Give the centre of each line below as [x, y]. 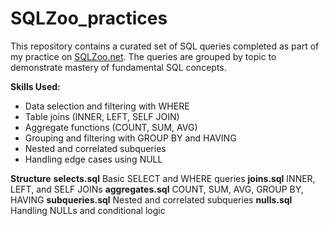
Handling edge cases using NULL [93, 159]
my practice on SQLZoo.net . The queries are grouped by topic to [143, 56]
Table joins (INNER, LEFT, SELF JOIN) [102, 116]
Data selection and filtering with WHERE [107, 106]
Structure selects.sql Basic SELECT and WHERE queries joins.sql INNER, [163, 178]
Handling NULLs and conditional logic [88, 210]
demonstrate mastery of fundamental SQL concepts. [118, 67]
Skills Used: [35, 86]
